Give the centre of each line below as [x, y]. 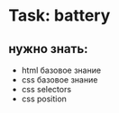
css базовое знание [59, 80]
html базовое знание [61, 70]
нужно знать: [48, 49]
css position [44, 99]
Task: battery [59, 16]
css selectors [46, 89]
